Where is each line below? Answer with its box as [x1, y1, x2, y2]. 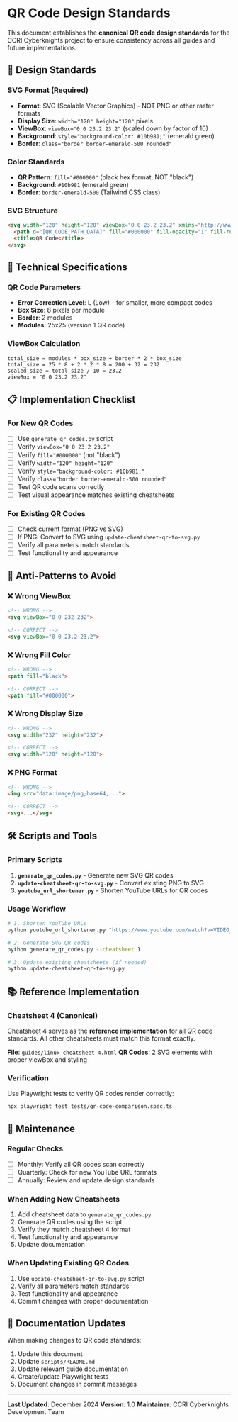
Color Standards [7, 157, 65, 167]
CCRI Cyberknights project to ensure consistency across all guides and [7, 35, 215, 44]
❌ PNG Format [7, 768, 57, 778]
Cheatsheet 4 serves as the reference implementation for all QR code [7, 1026, 213, 1035]
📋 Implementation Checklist [7, 393, 136, 405]
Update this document [17, 1350, 83, 1358]
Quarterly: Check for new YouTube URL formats [17, 1168, 157, 1176]
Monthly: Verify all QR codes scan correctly [17, 1160, 145, 1168]
